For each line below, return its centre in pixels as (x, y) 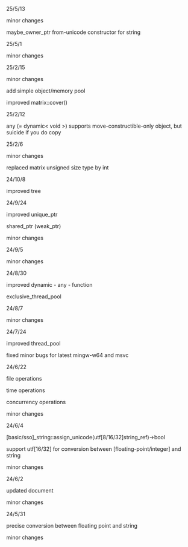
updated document (30, 490)
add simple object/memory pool (46, 91)
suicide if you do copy (34, 132)
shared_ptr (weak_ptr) (34, 226)
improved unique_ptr (32, 215)
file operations (24, 378)
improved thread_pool (33, 343)
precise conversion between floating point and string (72, 526)
